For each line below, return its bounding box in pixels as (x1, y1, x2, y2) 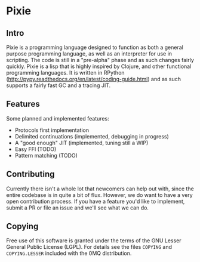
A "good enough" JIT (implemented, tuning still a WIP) (14, 139, 149, 146)
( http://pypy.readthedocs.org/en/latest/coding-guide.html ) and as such (6, 76, 181, 82)
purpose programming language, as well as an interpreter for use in (6, 50, 172, 57)
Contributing (6, 169, 55, 180)
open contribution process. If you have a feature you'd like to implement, (6, 198, 185, 205)
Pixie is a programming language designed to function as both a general (6, 44, 183, 51)
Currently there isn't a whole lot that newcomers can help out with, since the (6, 185, 194, 192)
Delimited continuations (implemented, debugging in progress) (14, 132, 169, 140)
